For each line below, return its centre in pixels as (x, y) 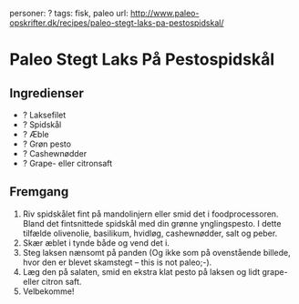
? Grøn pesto (46, 144)
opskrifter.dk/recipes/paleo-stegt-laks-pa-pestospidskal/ (117, 23)
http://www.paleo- (165, 13)
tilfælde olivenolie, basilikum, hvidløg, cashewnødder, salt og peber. (150, 233)
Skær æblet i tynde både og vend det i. (96, 243)
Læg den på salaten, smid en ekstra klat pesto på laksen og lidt (141, 271)
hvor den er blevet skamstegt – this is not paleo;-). (117, 262)
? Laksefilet (44, 115)
